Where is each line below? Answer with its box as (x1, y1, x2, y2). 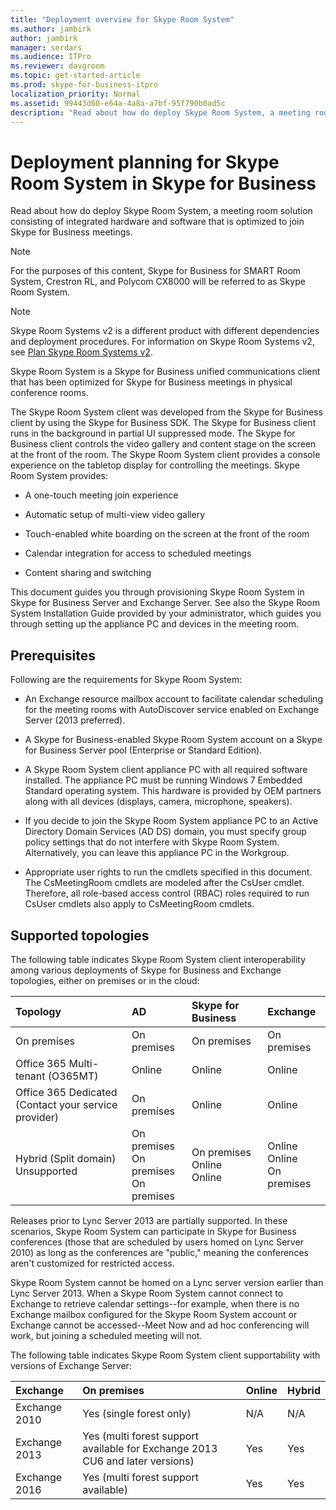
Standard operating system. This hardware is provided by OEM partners (24, 785, 322, 797)
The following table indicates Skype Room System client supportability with (10, 1349, 321, 1361)
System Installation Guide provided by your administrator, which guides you (10, 607, 322, 620)
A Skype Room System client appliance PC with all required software (24, 764, 308, 776)
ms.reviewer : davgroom (10, 61, 105, 71)
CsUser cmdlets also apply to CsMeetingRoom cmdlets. (24, 898, 255, 910)
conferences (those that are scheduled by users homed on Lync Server (10, 1236, 304, 1248)
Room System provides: (10, 470, 108, 482)
